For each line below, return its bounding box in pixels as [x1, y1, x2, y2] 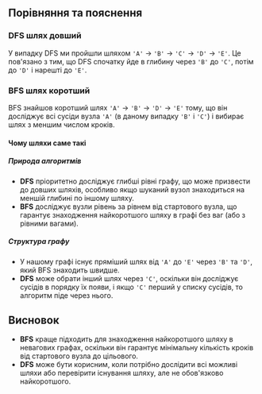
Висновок [8, 313, 60, 326]
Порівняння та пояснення [8, 6, 143, 20]
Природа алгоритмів [8, 156, 82, 166]
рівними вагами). [19, 218, 79, 228]
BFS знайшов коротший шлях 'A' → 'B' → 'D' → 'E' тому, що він [8, 102, 228, 112]
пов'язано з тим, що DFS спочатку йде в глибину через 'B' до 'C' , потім [8, 56, 254, 66]
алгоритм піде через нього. [19, 290, 114, 300]
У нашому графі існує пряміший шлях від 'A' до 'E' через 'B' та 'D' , [19, 257, 252, 266]
